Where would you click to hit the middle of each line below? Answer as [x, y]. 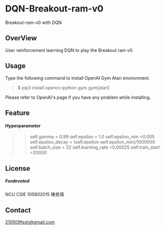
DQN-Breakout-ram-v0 [54, 9]
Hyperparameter [23, 126]
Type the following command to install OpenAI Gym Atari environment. [77, 78]
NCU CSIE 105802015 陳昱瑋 [35, 194]
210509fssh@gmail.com [30, 222]
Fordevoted [17, 181]
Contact [18, 210]
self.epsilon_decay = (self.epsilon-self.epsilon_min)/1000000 [92, 142]
